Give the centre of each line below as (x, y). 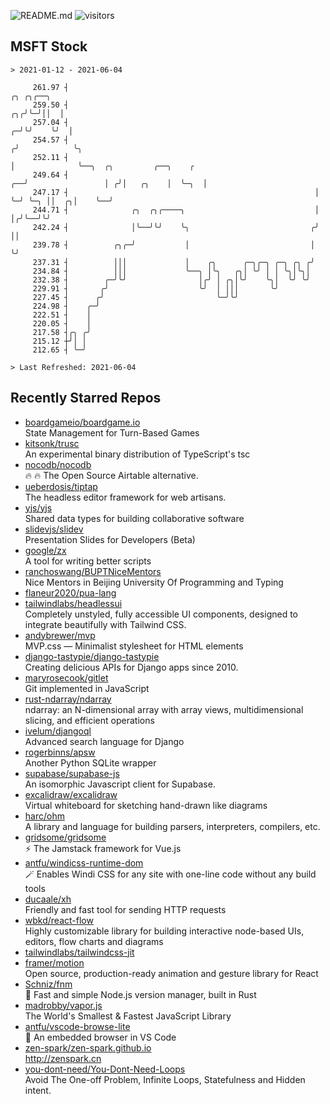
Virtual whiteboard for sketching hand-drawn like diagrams (146, 805)
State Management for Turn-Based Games (112, 432)
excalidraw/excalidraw (71, 794)
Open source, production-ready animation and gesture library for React (171, 973)
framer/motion (54, 962)
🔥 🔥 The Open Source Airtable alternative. (111, 475)
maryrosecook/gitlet (66, 677)
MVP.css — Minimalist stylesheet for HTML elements (134, 646)
